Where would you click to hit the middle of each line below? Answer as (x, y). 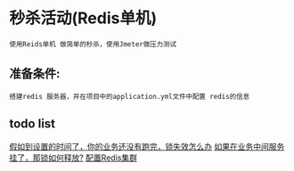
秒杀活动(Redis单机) (83, 18)
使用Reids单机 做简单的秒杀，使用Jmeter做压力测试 (93, 44)
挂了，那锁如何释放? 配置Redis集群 (73, 158)
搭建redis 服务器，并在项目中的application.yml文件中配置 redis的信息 (130, 96)
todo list (33, 124)
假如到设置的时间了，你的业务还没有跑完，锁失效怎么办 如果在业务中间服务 (147, 146)
